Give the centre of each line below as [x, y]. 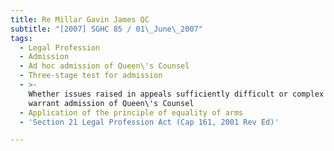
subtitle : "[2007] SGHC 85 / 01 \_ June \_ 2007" [106, 29]
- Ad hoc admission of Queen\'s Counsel [104, 66]
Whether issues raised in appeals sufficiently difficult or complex [176, 94]
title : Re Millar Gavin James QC [80, 19]
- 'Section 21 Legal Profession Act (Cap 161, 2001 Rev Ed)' [149, 122]
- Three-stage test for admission [91, 76]
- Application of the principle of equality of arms [131, 112]
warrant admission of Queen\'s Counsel [111, 103]
